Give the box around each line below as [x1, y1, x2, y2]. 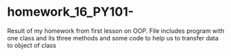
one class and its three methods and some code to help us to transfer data [7, 33, 219, 42]
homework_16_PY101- [7, 4, 134, 20]
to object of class [7, 41, 57, 49]
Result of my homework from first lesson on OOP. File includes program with [7, 27, 225, 35]
